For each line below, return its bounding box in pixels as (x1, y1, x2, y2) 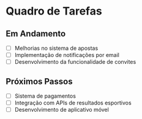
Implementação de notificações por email (14, 52, 120, 59)
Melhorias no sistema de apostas (14, 44, 99, 52)
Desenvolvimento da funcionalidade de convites (14, 58, 136, 66)
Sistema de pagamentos (14, 92, 76, 100)
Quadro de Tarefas (6, 4, 102, 18)
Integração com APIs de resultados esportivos (14, 99, 132, 107)
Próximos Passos (6, 76, 73, 86)
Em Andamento (6, 29, 66, 39)
